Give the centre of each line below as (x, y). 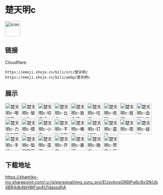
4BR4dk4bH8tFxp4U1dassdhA (36, 187)
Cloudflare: (16, 62)
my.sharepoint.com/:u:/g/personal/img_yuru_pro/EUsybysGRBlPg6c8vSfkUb (81, 182)
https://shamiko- (22, 177)
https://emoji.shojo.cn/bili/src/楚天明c (46, 72)
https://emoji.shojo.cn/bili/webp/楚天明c (48, 77)
